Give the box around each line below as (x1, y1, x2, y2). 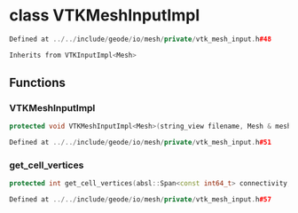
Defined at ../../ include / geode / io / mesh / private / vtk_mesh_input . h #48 (9, 35, 272, 43)
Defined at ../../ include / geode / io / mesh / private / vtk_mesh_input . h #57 (9, 195, 272, 204)
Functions (9, 75, 67, 91)
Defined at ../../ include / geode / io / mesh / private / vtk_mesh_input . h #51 (9, 138, 272, 147)
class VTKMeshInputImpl (9, 5, 200, 26)
